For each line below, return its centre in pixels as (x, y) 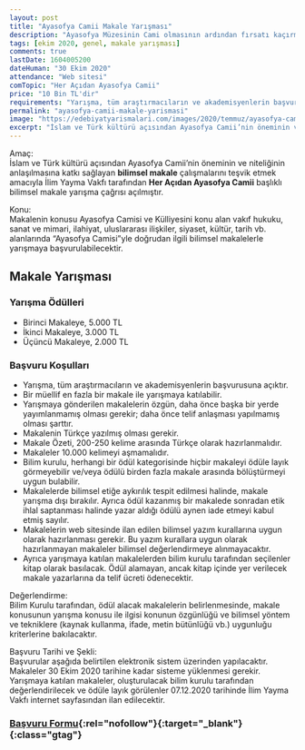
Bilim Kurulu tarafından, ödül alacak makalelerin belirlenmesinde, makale (145, 605)
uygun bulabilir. (51, 481)
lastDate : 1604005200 (50, 60)
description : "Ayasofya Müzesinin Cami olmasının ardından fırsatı (140, 35)
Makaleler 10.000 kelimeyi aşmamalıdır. (96, 452)
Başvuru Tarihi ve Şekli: (53, 651)
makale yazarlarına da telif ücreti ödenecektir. (108, 577)
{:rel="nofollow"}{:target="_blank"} (161, 723)
